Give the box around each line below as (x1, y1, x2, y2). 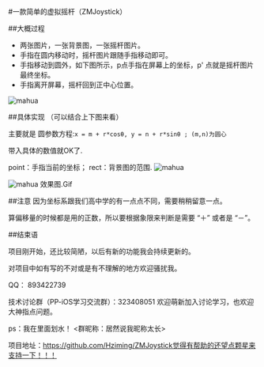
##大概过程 (8, 24, 45, 33)
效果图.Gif (40, 180, 73, 188)
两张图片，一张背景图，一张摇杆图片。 (19, 40, 145, 50)
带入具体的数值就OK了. (8, 146, 83, 155)
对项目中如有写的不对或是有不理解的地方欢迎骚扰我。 (8, 263, 182, 273)
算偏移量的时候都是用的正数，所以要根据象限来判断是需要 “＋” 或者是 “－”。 (8, 213, 255, 222)
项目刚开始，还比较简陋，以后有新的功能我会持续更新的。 (8, 247, 195, 255)
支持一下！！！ (8, 350, 57, 360)
